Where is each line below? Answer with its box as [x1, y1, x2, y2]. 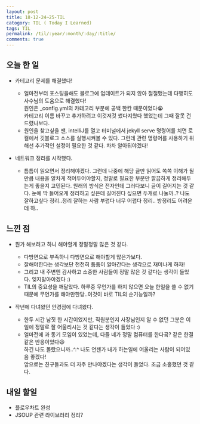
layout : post [6, 8, 39, 15]
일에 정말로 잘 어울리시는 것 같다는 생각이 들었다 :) [23, 323, 140, 330]
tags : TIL [6, 25, 31, 32]
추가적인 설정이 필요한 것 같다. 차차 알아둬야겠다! [35, 141, 148, 149]
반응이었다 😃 [35, 338, 65, 345]
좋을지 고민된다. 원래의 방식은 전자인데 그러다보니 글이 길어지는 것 [35, 182, 188, 189]
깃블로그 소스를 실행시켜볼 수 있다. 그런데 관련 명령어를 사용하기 [39, 134, 188, 141]
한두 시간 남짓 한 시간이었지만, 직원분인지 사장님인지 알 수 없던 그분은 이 [23, 315, 191, 323]
